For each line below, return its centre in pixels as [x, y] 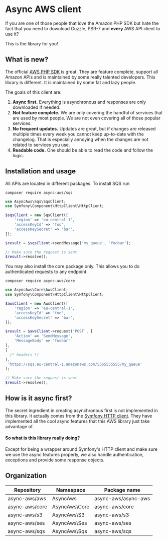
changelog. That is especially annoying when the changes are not [80, 139]
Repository [28, 490]
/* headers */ [24, 355]
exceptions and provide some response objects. [55, 460]
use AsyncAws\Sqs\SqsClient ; [36, 201]
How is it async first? [39, 398]
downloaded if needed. [36, 107]
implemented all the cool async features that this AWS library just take [77, 421]
